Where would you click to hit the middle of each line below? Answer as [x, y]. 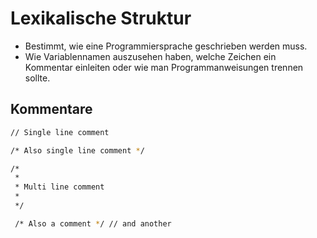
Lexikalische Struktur [101, 18]
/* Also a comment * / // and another [93, 223]
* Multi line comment [59, 187]
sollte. [37, 78]
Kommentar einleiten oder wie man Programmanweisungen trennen [164, 67]
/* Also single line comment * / [77, 150]
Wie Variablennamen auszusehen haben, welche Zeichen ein [150, 56]
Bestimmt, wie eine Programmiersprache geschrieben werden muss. [166, 46]
